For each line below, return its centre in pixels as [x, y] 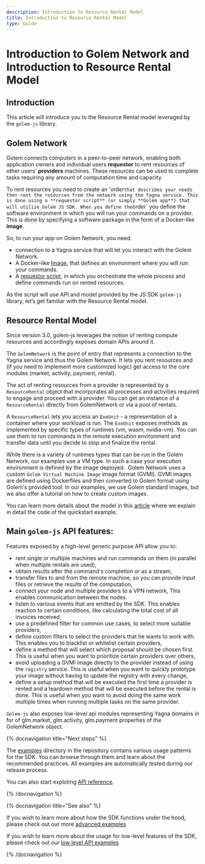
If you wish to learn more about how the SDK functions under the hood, [96, 817]
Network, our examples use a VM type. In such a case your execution [94, 461]
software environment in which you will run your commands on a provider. [100, 213]
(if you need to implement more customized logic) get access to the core [98, 367]
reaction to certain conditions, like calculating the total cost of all [97, 610]
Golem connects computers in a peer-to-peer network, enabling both [94, 158]
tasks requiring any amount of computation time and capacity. [85, 177]
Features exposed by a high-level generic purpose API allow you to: [92, 546]
